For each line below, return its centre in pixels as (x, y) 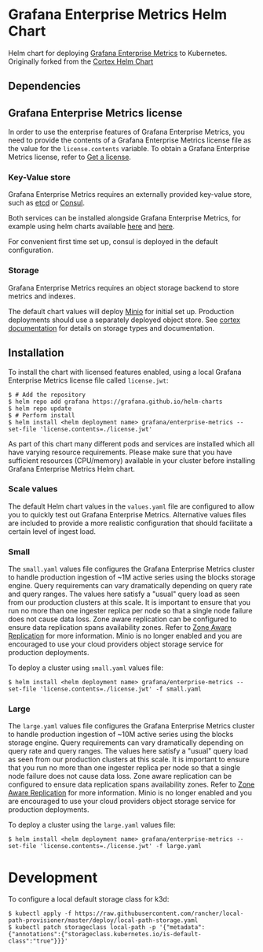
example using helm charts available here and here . (91, 227)
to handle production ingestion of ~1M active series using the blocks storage (132, 577)
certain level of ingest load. (52, 531)
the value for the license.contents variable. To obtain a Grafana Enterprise (129, 149)
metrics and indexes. (42, 296)
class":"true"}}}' (38, 941)
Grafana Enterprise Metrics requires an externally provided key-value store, (130, 194)
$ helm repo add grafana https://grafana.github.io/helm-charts (115, 402)
